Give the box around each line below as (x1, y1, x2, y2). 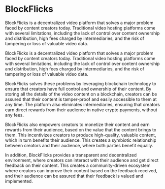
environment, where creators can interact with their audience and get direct (5, 157, 159, 163)
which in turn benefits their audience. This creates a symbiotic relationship (5, 137, 157, 143)
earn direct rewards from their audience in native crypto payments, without (5, 107, 158, 113)
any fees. (5, 112, 24, 118)
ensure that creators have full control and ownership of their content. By (5, 86, 152, 92)
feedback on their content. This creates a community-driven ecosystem (5, 162, 151, 168)
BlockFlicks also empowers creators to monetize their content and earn (5, 122, 150, 127)
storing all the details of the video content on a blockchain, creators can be (5, 91, 158, 97)
